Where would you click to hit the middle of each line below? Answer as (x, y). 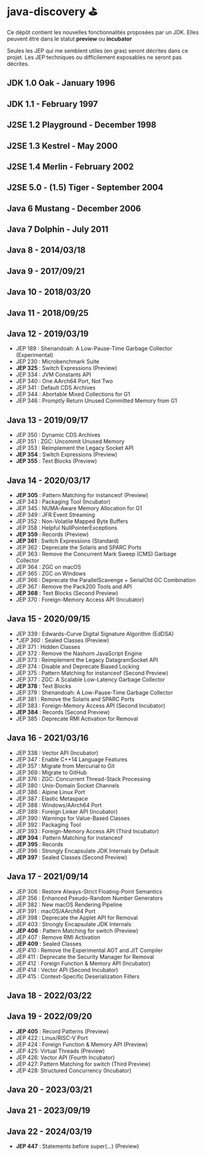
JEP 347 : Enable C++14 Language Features (72, 759)
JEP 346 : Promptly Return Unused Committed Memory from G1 (96, 401)
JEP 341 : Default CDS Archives (56, 388)
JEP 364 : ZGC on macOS (48, 567)
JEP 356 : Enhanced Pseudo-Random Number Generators (89, 898)
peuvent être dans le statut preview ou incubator (70, 39)
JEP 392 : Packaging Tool (48, 824)
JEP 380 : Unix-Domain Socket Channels (68, 785)
